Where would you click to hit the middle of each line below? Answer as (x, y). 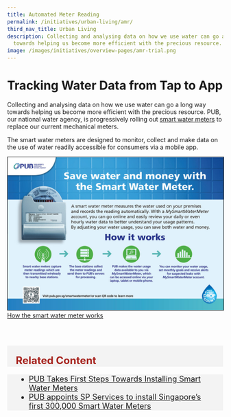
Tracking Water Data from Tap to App (115, 86)
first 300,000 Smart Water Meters (90, 406)
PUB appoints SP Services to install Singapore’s (115, 397)
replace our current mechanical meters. (63, 126)
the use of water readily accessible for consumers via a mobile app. (103, 147)
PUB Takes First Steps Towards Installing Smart (114, 379)
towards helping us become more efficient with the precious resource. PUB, (114, 112)
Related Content (56, 361)
